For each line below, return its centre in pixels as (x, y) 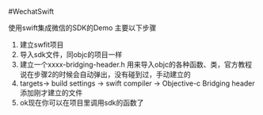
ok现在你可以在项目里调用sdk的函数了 (82, 103)
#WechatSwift (31, 11)
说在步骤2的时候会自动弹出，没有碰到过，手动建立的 (105, 74)
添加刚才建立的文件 (51, 93)
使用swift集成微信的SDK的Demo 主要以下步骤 (82, 28)
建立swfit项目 (42, 44)
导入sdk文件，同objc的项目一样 (71, 54)
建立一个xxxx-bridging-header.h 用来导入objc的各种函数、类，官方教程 (135, 64)
